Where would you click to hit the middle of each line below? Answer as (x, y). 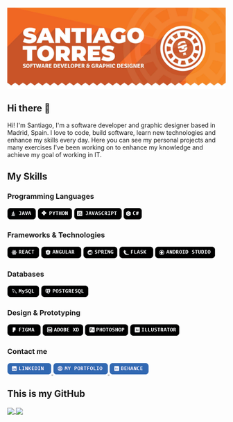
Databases (26, 274)
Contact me (27, 352)
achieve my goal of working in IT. (54, 154)
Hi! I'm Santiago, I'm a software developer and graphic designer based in (112, 125)
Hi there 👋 (29, 108)
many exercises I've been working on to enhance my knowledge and (105, 147)
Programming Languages (51, 197)
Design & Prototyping (44, 313)
